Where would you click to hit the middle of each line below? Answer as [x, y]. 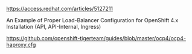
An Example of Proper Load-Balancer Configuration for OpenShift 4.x [92, 20]
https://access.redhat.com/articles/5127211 [60, 9]
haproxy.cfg [21, 45]
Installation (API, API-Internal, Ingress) [54, 27]
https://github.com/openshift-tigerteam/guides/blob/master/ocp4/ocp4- [96, 38]
